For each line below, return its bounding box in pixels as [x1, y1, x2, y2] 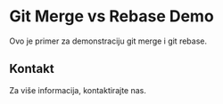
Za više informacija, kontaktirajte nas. [9, 84, 147, 95]
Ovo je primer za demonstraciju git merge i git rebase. [9, 36, 208, 46]
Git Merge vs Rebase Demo [9, 6, 214, 27]
